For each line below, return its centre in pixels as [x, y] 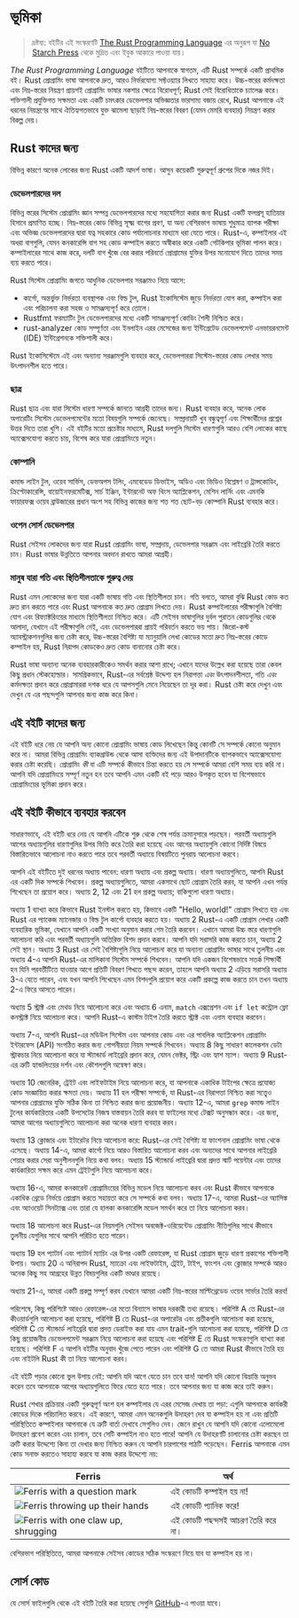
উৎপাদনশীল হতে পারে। [40, 365]
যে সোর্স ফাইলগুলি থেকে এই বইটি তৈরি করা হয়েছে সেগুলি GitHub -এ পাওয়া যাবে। [116, 1603]
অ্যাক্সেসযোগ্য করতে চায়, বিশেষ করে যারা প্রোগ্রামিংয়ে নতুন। [84, 438]
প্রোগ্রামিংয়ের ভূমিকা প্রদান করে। [49, 784]
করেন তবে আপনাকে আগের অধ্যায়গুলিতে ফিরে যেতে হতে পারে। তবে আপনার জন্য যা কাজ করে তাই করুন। [143, 1386]
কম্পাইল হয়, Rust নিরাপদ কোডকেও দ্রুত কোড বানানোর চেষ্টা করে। [96, 647]
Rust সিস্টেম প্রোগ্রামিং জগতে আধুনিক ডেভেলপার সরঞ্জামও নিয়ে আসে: [98, 280]
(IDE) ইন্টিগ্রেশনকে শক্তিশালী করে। [68, 338]
